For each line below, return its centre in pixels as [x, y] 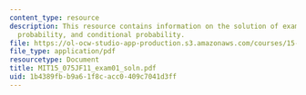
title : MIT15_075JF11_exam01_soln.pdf [83, 69]
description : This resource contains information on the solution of [144, 26]
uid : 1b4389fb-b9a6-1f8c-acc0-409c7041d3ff [93, 77]
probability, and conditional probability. [101, 34]
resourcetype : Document [55, 60]
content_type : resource [55, 18]
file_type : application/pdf [63, 52]
